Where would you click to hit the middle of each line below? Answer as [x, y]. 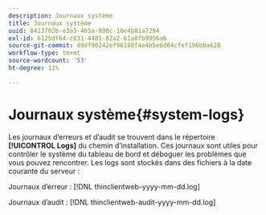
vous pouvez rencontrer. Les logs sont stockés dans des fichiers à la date [130, 162]
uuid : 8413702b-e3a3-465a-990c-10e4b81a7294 [84, 30]
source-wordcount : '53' [48, 61]
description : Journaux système [61, 16]
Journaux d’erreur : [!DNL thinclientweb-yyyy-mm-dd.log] [104, 186]
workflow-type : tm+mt [45, 53]
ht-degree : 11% [34, 68]
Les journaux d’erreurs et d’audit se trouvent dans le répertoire [112, 136]
